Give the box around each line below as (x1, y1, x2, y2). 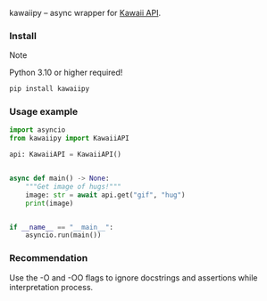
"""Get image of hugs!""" (25, 182, 122, 191)
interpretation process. (9, 281, 94, 292)
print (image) (25, 199, 74, 207)
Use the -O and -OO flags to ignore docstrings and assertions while (9, 272, 258, 283)
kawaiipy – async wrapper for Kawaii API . (9, 8, 162, 18)
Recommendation (9, 252, 88, 264)
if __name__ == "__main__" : (9, 223, 114, 232)
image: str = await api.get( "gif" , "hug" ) (25, 191, 186, 199)
